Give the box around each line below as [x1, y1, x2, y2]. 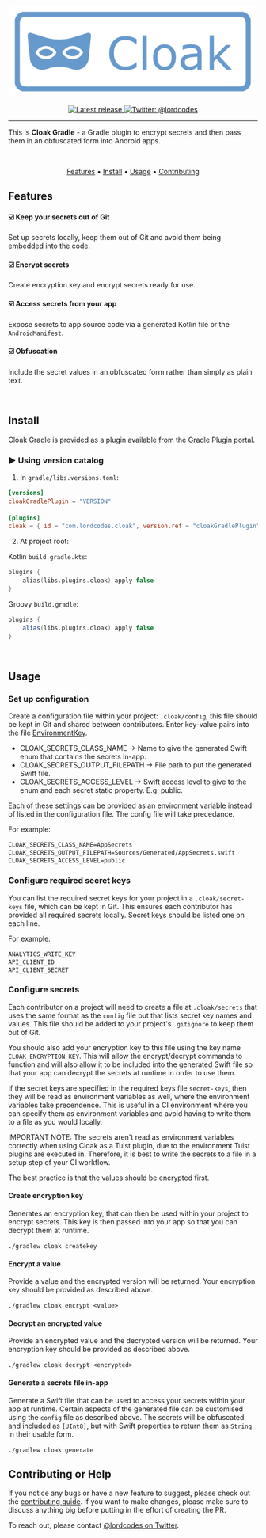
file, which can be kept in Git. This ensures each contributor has [24, 901, 234, 911]
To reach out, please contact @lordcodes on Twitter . [8, 1521, 180, 1530]
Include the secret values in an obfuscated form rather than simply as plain [8, 367, 253, 376]
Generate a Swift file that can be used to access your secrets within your [8, 1395, 245, 1405]
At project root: [19, 537, 70, 546]
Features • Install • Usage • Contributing [66, 166, 199, 176]
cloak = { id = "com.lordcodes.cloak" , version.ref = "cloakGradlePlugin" [8, 522, 260, 531]
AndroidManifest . [8, 328, 64, 337]
